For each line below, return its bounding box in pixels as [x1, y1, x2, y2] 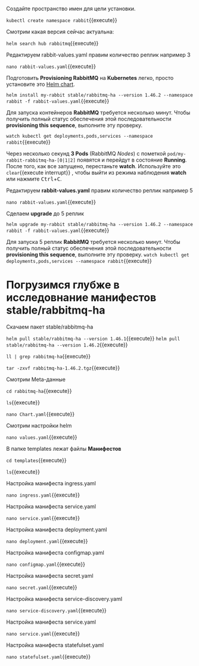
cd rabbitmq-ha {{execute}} [6, 387, 73, 394]
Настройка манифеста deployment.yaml [6, 526, 107, 533]
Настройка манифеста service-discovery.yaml [6, 595, 123, 602]
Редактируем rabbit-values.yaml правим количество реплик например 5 [6, 187, 193, 194]
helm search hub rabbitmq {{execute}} [6, 40, 99, 47]
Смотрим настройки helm [6, 422, 72, 429]
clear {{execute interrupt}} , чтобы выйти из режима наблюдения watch [6, 169, 186, 176]
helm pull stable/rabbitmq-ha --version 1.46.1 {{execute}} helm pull [6, 334, 181, 342]
